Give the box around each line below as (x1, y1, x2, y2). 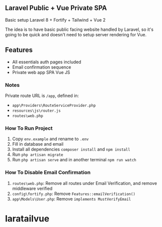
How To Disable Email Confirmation (5, 169, 91, 176)
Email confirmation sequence (12, 64, 71, 70)
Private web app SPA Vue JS (12, 69, 70, 75)
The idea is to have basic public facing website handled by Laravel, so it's (5, 26, 154, 32)
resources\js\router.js (12, 108, 61, 113)
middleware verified (12, 185, 53, 191)
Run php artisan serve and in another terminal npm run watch (12, 157, 137, 163)
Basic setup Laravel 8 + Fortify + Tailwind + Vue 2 (5, 17, 106, 23)
